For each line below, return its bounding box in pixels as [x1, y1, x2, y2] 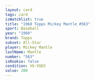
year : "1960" [5, 31, 32, 36]
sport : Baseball [5, 26, 39, 31]
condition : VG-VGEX [5, 63, 46, 68]
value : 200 [5, 68, 28, 73]
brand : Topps [5, 36, 32, 41]
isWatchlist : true [5, 17, 43, 22]
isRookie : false [5, 59, 39, 64]
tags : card [5, 12, 28, 17]
